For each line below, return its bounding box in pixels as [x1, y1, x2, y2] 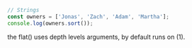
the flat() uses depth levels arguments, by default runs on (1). [7, 32, 186, 41]
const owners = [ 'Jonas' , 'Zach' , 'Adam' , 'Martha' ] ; [7, 13, 170, 20]
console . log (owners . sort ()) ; [7, 20, 94, 27]
